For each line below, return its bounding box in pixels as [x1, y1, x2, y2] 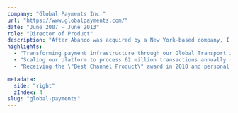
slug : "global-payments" [7, 95, 81, 102]
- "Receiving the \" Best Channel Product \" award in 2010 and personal [13, 63, 230, 70]
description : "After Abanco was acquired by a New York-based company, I [7, 37, 230, 44]
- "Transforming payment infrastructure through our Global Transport [13, 50, 227, 57]
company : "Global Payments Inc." [7, 10, 106, 18]
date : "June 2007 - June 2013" [7, 23, 100, 30]
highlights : [7, 43, 42, 50]
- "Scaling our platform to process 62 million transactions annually [13, 56, 227, 64]
